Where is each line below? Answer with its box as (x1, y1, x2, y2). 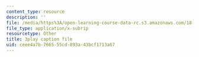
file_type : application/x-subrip (6, 25, 89, 31)
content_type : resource (6, 8, 65, 15)
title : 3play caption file (6, 36, 73, 42)
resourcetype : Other (6, 31, 57, 37)
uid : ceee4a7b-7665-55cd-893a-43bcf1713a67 (6, 42, 115, 48)
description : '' (6, 14, 46, 20)
